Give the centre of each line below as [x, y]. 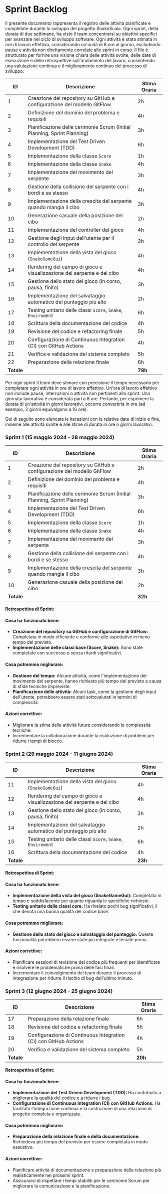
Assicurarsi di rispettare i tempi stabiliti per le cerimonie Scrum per [81, 1180]
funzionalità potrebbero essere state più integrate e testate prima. [80, 939]
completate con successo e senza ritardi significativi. [67, 653]
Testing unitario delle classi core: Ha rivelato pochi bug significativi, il [85, 906]
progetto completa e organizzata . [47, 1114]
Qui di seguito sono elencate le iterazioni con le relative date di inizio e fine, [83, 419]
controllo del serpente [54, 244]
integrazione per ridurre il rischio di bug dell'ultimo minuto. [73, 978]
